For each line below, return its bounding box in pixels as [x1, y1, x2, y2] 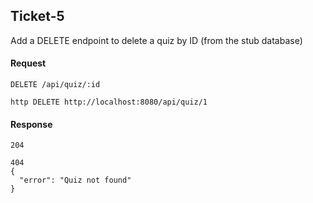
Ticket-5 [10, 8, 65, 25]
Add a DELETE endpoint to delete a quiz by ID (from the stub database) [10, 34, 303, 46]
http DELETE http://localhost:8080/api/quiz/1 [10, 97, 208, 108]
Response [10, 118, 53, 130]
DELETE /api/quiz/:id [10, 80, 101, 90]
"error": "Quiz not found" [19, 175, 132, 186]
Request [10, 57, 47, 69]
